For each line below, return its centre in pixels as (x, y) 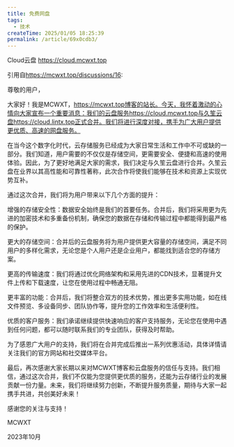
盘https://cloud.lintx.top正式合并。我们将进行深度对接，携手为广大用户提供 (114, 122)
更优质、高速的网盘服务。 (44, 131)
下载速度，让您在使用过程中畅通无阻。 (86, 283)
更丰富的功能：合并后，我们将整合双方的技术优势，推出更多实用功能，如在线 (117, 298)
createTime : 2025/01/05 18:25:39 (56, 33)
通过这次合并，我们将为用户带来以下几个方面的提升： (84, 195)
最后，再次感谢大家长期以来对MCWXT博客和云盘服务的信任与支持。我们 (111, 368)
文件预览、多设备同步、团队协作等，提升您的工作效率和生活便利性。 (105, 306)
